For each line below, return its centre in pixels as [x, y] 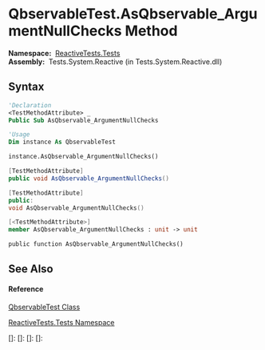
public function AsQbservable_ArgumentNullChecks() [96, 244]
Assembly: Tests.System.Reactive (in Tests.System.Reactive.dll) [115, 62]
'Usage [19, 135]
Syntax [26, 87]
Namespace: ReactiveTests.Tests [64, 53]
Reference [26, 289]
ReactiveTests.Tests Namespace [61, 322]
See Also [31, 269]
